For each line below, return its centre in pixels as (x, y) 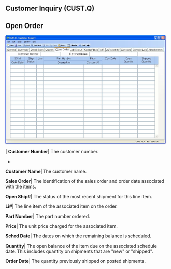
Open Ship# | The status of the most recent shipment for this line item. (79, 197)
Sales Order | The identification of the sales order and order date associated (85, 181)
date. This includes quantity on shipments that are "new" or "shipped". (79, 251)
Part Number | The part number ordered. (48, 217)
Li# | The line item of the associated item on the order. (62, 206)
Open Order (24, 26)
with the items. (21, 187)
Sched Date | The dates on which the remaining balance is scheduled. (78, 236)
